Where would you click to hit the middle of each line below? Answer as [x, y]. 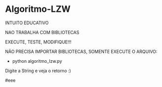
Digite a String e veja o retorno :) [38, 71]
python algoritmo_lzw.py [37, 61]
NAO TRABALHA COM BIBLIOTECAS [42, 32]
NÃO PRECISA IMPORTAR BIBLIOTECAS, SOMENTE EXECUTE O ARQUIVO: [81, 51]
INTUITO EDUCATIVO [27, 23]
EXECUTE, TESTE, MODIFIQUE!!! [38, 42]
